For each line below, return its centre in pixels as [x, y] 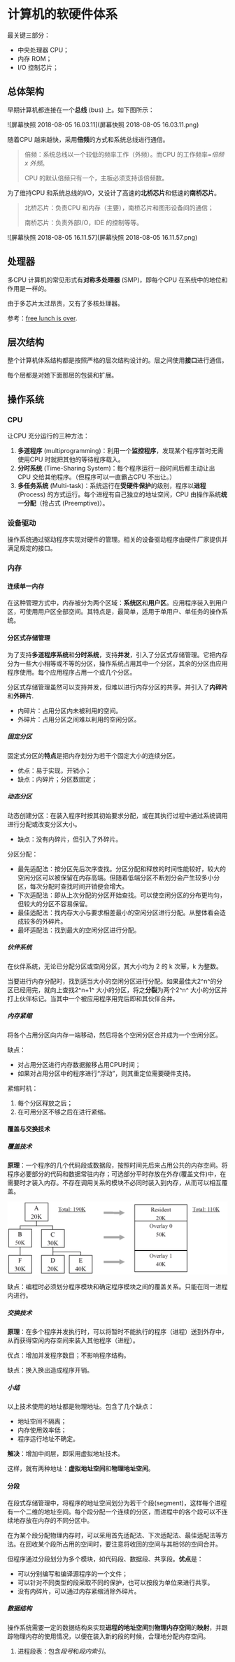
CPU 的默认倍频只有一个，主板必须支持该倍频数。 [96, 178]
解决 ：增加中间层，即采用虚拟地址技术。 [65, 1454]
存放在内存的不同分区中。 [56, 1520]
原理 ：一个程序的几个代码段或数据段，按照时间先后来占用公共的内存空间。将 [117, 1166]
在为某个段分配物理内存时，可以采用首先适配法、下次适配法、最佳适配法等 [114, 1535]
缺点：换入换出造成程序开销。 [50, 1370]
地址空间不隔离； [42, 1421]
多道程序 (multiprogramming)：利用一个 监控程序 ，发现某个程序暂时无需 [120, 451]
